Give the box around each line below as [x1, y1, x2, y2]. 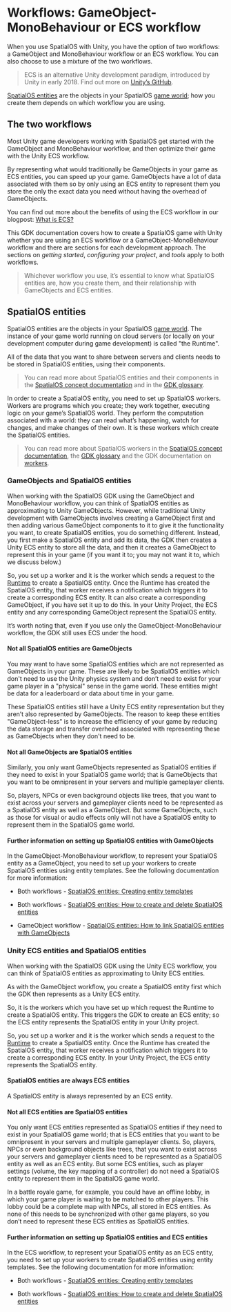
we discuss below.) [7, 558, 62, 566]
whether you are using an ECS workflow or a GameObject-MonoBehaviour [7, 236, 219, 244]
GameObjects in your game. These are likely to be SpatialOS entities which [7, 667, 219, 675]
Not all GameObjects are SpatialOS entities [7, 748, 132, 756]
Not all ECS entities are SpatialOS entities [7, 1107, 128, 1116]
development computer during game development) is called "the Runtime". [7, 339, 220, 347]
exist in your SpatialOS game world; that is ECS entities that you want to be [7, 1130, 220, 1138]
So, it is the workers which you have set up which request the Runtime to [7, 1003, 214, 1011]
